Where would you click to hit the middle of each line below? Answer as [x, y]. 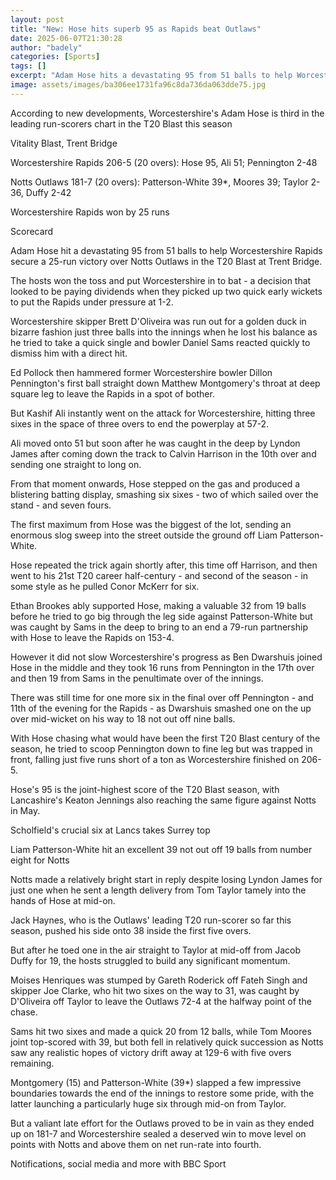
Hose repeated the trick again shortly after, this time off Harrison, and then [164, 565]
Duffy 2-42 [48, 192]
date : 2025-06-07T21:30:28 [66, 38]
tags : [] [28, 66]
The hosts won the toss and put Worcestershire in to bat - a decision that [161, 280]
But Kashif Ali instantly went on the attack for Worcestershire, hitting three [163, 413]
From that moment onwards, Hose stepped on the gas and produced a [155, 483]
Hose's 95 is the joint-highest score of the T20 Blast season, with [145, 789]
